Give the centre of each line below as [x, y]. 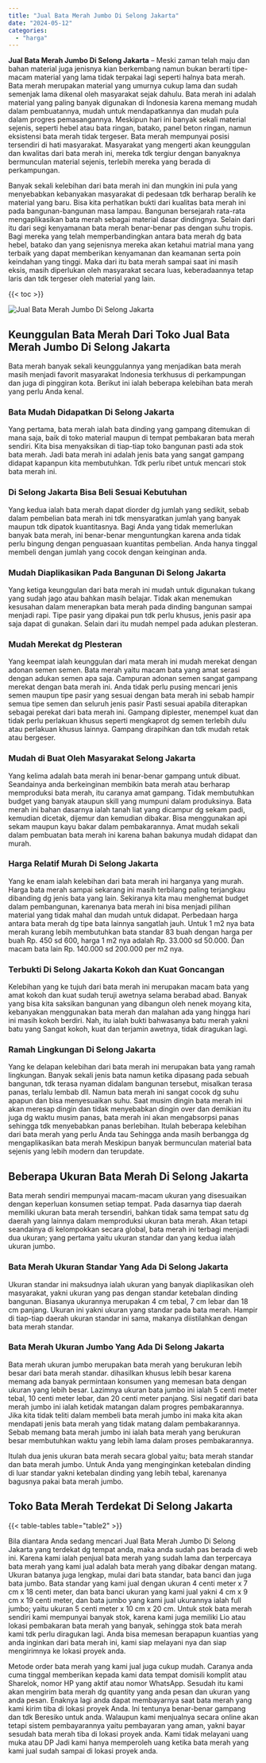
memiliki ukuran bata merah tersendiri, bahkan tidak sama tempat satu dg [128, 1212]
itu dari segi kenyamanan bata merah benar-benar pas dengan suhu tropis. [131, 228]
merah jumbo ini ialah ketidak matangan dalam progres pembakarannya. [126, 1407]
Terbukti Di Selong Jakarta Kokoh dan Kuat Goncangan [116, 969]
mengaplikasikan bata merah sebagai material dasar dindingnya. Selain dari [132, 220]
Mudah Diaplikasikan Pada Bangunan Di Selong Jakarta [117, 572]
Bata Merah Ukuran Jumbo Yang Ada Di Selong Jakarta [116, 1347]
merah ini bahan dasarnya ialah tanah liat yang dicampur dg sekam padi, [127, 809]
